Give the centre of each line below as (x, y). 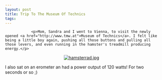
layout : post (18, 9)
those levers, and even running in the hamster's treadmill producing (78, 45)
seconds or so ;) (21, 72)
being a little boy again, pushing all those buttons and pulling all (78, 40)
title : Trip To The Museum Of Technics (45, 14)
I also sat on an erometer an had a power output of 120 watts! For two (74, 67)
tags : (10, 18)
